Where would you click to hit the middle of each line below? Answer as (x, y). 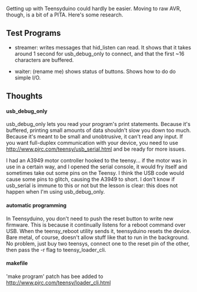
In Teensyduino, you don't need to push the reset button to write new (90, 218)
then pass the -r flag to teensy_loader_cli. (56, 250)
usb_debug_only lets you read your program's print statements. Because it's (98, 124)
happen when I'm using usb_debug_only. (56, 192)
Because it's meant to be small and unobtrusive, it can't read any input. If (95, 137)
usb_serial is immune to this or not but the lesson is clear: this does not (92, 185)
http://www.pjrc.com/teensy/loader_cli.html (59, 283)
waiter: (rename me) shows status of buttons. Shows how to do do (95, 71)
